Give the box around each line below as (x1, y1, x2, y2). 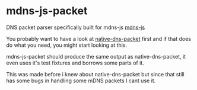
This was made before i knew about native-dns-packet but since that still (6, 70, 185, 78)
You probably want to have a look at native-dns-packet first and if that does (6, 35, 192, 42)
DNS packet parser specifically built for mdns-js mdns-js (6, 24, 145, 31)
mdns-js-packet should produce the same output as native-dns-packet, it (6, 53, 186, 60)
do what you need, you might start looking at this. (6, 41, 128, 49)
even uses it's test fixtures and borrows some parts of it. (6, 59, 144, 66)
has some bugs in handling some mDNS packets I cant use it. (6, 77, 156, 84)
